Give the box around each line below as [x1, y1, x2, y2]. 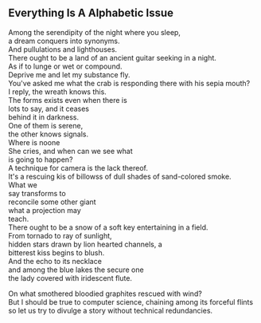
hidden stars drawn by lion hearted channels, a [8, 239, 163, 249]
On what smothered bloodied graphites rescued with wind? [8, 289, 203, 298]
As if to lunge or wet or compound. [8, 61, 123, 71]
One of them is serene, [8, 120, 84, 130]
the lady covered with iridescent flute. [8, 273, 133, 282]
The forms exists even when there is [8, 95, 127, 104]
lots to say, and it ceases [8, 104, 90, 113]
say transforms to [8, 188, 66, 198]
